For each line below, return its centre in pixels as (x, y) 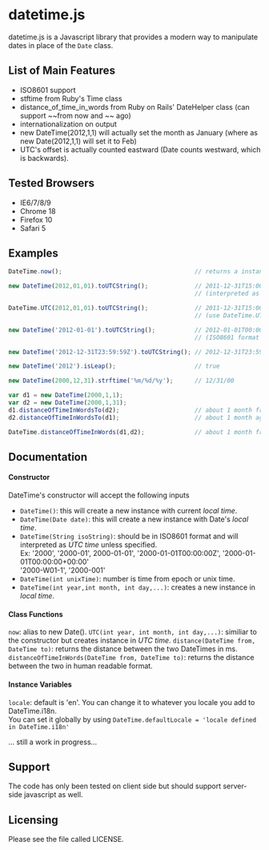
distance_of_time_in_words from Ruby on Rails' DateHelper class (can (134, 107)
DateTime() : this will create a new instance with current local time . (128, 511)
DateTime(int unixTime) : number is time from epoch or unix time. (127, 579)
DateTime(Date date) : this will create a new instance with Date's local (134, 519)
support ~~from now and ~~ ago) (76, 115)
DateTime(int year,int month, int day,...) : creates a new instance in (138, 587)
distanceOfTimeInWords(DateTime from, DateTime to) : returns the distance (131, 658)
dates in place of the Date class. (61, 45)
